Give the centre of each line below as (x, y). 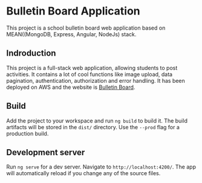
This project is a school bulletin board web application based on (86, 28)
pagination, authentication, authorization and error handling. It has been (96, 80)
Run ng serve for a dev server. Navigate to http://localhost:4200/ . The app (101, 167)
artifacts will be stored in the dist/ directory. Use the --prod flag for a (93, 127)
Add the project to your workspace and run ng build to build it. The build (97, 120)
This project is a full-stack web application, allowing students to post (92, 68)
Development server (46, 152)
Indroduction (31, 53)
